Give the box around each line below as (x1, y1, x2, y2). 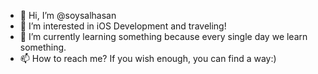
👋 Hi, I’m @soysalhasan (19, 10, 117, 21)
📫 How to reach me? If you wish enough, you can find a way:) (19, 53, 277, 64)
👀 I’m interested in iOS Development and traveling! (19, 20, 227, 32)
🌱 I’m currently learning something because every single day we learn (19, 31, 308, 42)
